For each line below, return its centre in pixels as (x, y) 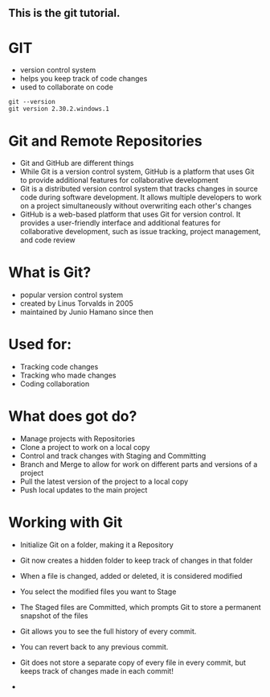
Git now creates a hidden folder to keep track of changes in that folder (136, 561)
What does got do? (73, 417)
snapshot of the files (54, 616)
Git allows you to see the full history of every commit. (108, 632)
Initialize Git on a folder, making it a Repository (97, 545)
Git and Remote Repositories (105, 141)
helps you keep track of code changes (84, 79)
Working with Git (65, 523)
